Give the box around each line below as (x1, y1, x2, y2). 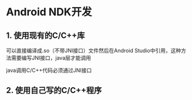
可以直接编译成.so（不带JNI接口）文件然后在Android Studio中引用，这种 (6, 47, 181, 54)
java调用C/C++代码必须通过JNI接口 (6, 67, 92, 74)
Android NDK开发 (6, 5, 92, 19)
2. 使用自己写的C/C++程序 (6, 85, 102, 95)
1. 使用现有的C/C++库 (6, 30, 85, 40)
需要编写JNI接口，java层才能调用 (11, 54, 92, 61)
